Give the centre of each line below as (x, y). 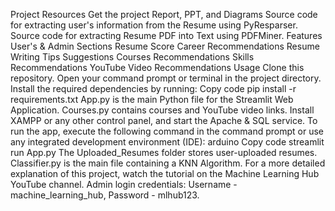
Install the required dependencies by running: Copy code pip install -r (153, 88)
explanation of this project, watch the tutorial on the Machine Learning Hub (165, 173)
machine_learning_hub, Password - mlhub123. (105, 195)
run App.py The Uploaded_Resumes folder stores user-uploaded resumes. (164, 152)
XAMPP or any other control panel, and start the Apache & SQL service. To (164, 120)
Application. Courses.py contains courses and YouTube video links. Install (162, 110)
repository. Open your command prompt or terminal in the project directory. (166, 78)
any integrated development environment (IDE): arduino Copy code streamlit (167, 142)
